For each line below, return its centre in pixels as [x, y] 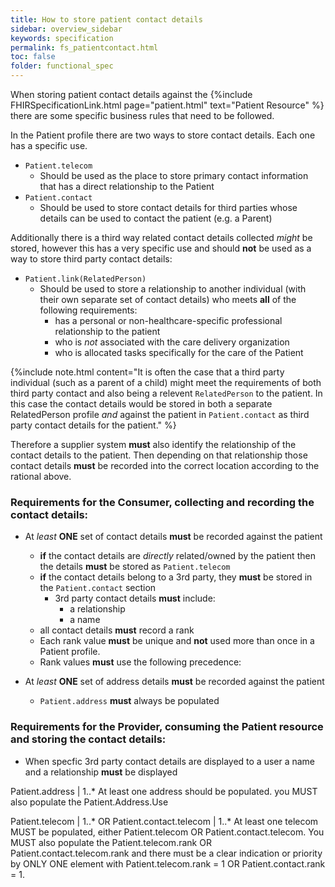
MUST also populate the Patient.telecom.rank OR [111, 842]
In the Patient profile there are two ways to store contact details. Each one [163, 135]
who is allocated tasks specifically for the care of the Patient [179, 352]
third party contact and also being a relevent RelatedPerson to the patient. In [166, 393]
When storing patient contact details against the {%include [131, 94]
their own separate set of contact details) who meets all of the [168, 299]
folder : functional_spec [62, 66]
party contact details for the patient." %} [93, 425]
